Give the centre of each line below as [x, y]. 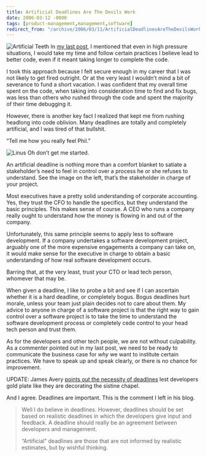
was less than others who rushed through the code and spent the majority [100, 98]
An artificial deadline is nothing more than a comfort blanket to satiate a [97, 165]
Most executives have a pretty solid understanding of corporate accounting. [102, 196]
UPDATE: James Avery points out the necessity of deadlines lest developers [102, 379]
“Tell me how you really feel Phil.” [48, 141]
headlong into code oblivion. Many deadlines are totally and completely [97, 123]
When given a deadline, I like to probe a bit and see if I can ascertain [93, 290]
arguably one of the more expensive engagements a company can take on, [101, 247]
